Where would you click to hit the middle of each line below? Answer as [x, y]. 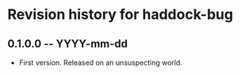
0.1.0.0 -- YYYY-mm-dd [68, 44]
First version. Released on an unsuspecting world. [101, 62]
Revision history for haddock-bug [120, 15]
